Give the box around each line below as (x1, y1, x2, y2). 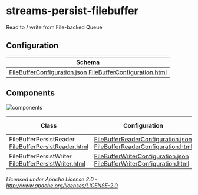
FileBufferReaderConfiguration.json (94, 135, 192, 143)
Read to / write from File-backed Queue (6, 24, 103, 31)
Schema (76, 58, 100, 66)
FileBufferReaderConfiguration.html (94, 143, 193, 151)
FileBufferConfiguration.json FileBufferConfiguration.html (9, 68, 167, 76)
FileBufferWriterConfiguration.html (94, 159, 190, 167)
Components (6, 88, 55, 98)
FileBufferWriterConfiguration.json (94, 152, 189, 160)
